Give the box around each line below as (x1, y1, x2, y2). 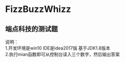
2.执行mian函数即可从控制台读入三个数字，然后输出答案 (5, 51, 120, 57)
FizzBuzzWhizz (5, 3, 71, 15)
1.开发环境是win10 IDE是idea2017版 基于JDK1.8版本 (5, 45, 110, 51)
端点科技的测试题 (5, 24, 58, 33)
